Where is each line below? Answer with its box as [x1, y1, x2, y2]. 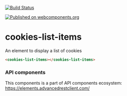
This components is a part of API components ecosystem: [5, 80, 123, 86]
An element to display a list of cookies [5, 47, 82, 54]
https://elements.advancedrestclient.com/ [5, 85, 90, 91]
